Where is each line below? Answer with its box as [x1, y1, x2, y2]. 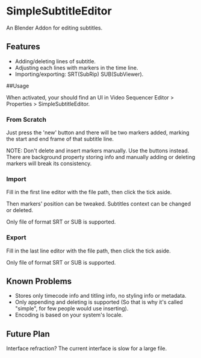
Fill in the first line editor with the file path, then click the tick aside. [6, 189, 172, 196]
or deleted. [6, 207, 34, 214]
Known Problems [6, 276, 72, 287]
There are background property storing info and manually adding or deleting [6, 154, 196, 161]
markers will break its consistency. [6, 160, 92, 167]
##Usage [6, 82, 29, 89]
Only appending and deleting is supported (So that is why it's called [14, 298, 184, 306]
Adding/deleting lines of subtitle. [14, 57, 96, 64]
